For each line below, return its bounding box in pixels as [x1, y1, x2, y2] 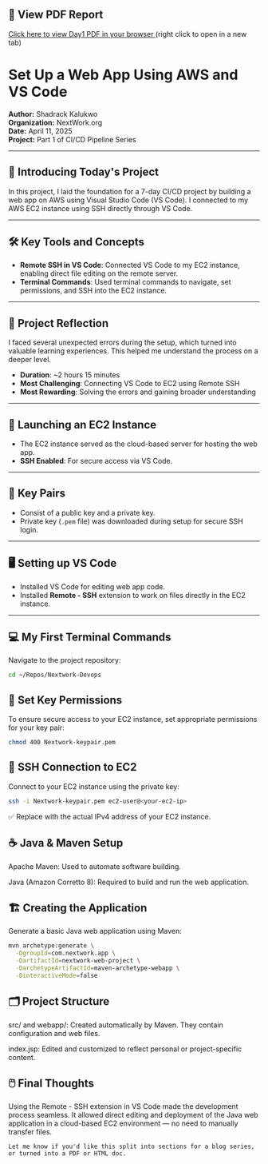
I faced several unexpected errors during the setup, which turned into [8, 337, 237, 348]
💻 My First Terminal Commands [8, 631, 171, 644]
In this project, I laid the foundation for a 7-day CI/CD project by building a [8, 186, 251, 196]
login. [19, 524, 38, 534]
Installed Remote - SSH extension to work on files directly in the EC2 [19, 590, 246, 600]
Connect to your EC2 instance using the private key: [8, 781, 179, 791]
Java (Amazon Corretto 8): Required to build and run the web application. [8, 877, 250, 887]
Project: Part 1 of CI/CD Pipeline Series [8, 134, 137, 144]
